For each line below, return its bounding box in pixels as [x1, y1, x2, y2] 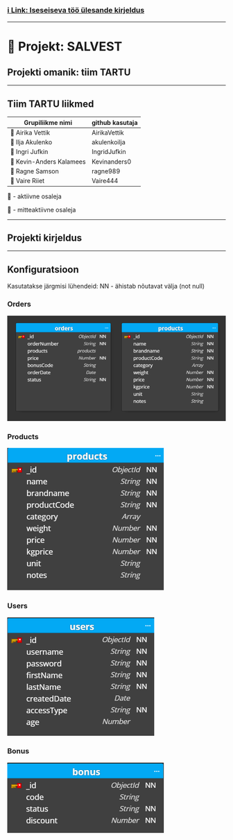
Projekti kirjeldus [7, 232, 82, 243]
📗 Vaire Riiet [10, 177, 45, 185]
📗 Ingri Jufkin [10, 148, 49, 156]
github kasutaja [91, 118, 138, 126]
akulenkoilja [91, 138, 126, 146]
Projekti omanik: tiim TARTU [7, 66, 131, 78]
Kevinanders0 [91, 157, 132, 166]
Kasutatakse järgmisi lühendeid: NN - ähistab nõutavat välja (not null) [7, 282, 205, 291]
